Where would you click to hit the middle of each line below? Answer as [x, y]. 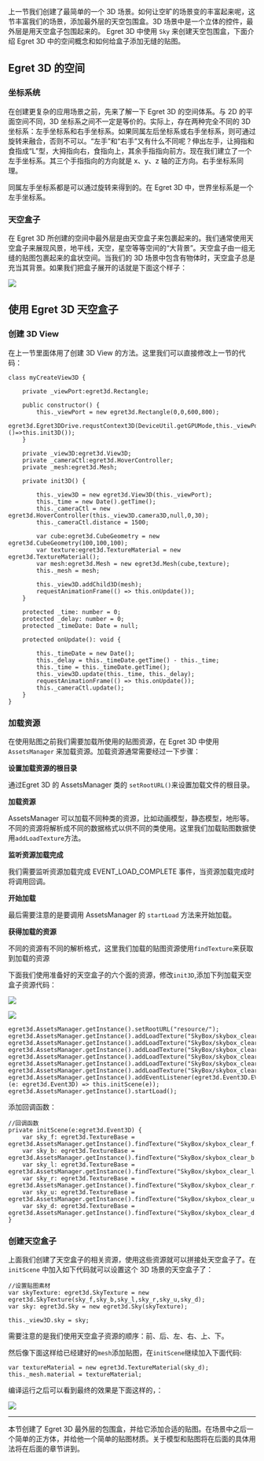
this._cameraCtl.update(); [81, 688]
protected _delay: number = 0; [73, 619]
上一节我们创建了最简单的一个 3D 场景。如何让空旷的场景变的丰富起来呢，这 [132, 11]
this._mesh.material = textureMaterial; [75, 1375]
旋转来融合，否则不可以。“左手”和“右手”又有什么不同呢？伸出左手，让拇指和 [131, 141]
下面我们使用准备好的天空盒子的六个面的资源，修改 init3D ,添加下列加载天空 [130, 975]
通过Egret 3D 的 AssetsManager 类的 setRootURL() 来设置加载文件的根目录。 [131, 784]
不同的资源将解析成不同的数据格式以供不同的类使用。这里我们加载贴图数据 [128, 828]
